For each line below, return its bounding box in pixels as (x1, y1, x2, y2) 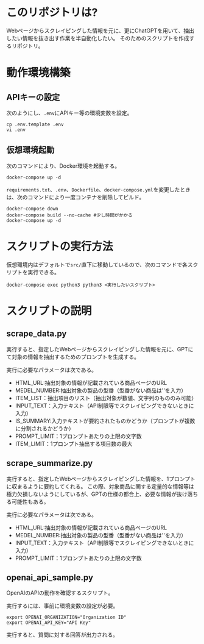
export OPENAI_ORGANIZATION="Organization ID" (6, 614, 127, 621)
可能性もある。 (11, 498, 49, 505)
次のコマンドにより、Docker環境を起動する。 (6, 162, 121, 170)
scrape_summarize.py (6, 458, 93, 468)
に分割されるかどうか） (15, 424, 74, 432)
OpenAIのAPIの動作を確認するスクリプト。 (6, 589, 114, 596)
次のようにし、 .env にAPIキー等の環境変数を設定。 (6, 109, 133, 116)
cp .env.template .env (6, 121, 64, 127)
